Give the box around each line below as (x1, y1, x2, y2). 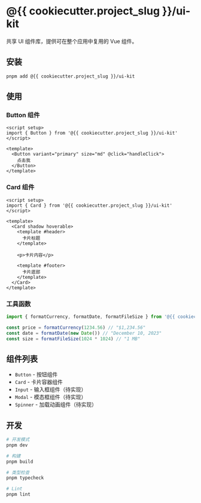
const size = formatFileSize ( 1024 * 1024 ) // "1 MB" (6, 335, 141, 342)
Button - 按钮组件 (14, 371, 58, 378)
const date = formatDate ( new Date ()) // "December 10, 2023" (6, 330, 162, 336)
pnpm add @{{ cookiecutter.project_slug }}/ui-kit (6, 73, 135, 79)
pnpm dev (6, 442, 28, 448)
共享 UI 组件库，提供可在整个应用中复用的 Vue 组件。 (6, 37, 138, 44)
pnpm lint (6, 492, 31, 498)
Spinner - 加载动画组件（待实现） (14, 401, 98, 408)
